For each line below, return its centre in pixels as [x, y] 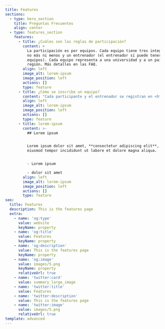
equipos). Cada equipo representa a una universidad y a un [90, 60]
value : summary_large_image [47, 282]
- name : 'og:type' [33, 218]
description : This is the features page [51, 209]
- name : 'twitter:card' [38, 278]
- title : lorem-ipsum [40, 124]
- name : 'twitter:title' [39, 287]
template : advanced [25, 319]
